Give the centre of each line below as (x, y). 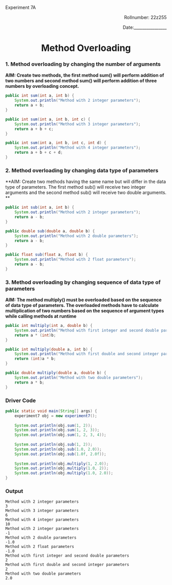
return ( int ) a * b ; (35, 359)
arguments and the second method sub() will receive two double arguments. (86, 193)
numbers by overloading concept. (42, 86)
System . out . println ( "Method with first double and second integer (87, 354)
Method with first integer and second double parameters (67, 556)
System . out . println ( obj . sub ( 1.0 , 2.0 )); (58, 449)
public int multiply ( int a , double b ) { (49, 326)
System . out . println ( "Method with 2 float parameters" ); (76, 260)
